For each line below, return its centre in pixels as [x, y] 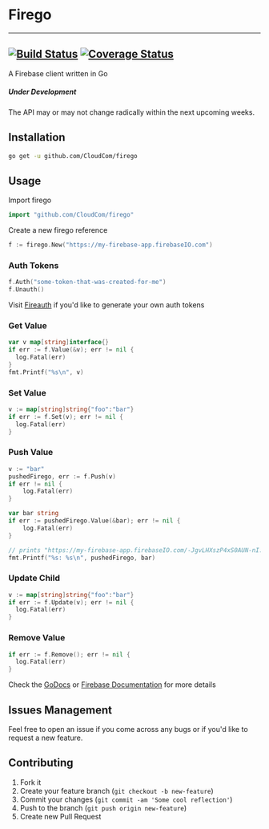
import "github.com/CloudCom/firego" [71, 215]
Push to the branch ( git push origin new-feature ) [103, 807]
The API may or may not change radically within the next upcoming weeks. [131, 112]
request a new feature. [46, 738]
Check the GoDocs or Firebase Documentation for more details [112, 685]
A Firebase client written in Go [58, 73]
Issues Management [60, 710]
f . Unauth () [26, 290]
